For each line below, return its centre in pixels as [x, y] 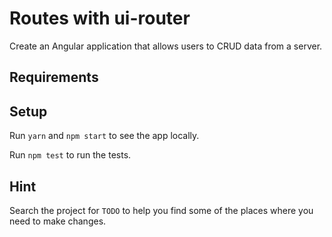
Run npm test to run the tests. [70, 155]
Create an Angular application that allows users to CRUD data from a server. [166, 46]
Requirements [54, 77]
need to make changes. [58, 221]
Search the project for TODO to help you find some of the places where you [161, 210]
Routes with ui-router [100, 18]
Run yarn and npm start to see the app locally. [104, 136]
